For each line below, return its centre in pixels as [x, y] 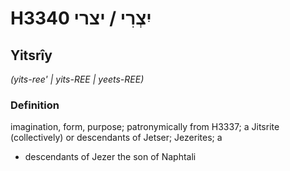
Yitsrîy [31, 55]
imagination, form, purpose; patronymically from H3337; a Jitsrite [145, 127]
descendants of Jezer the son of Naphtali [110, 157]
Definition [35, 105]
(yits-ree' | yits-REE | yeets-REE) [77, 79]
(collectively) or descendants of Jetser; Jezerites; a [116, 138]
